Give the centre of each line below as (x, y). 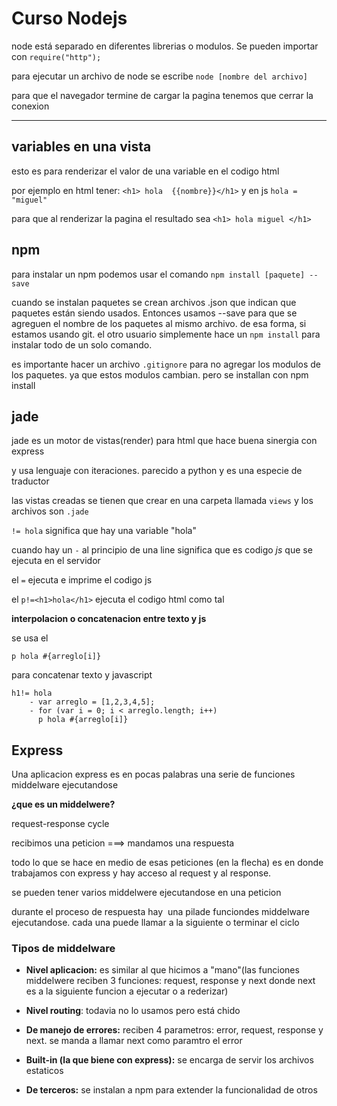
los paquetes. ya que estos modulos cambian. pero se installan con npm (160, 374)
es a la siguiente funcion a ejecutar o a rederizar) (127, 991)
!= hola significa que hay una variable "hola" (104, 531)
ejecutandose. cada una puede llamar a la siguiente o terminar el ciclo (155, 923)
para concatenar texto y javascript (82, 675)
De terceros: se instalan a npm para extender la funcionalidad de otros (171, 1090)
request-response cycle (60, 824)
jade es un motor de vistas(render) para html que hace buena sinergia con (164, 441)
